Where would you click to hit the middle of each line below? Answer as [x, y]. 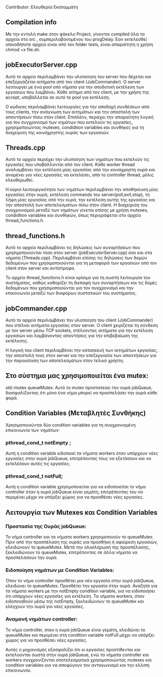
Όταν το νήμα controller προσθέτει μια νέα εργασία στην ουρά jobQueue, [80, 581]
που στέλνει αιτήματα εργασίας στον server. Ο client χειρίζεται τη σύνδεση [82, 325]
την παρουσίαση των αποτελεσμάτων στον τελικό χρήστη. [65, 361]
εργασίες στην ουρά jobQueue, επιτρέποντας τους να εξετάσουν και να [79, 458]
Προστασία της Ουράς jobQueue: [46, 526]
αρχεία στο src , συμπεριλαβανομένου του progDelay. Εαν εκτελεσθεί [76, 39]
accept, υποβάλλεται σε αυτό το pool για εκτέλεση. [58, 97]
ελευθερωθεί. [20, 180]
